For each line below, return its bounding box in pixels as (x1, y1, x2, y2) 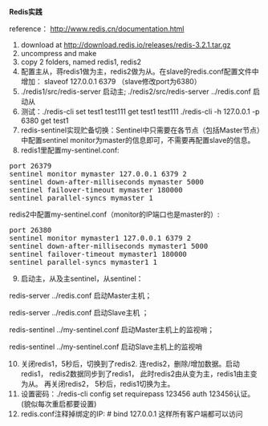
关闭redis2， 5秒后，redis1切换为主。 (51, 379, 175, 388)
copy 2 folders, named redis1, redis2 (20, 57, 142, 67)
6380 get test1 (20, 116, 69, 125)
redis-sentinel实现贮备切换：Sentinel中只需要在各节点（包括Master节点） (20, 125, 261, 135)
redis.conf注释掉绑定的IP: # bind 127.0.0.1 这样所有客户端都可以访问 (20, 409, 243, 419)
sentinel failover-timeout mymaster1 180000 (9, 250, 188, 258)
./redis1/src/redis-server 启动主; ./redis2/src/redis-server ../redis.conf (20, 87, 252, 96)
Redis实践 (9, 7, 43, 16)
